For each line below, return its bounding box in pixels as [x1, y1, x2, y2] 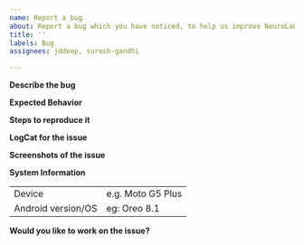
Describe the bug [9, 80, 76, 90]
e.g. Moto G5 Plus [106, 187, 183, 200]
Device [14, 187, 43, 200]
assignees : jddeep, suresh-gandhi [9, 47, 140, 56]
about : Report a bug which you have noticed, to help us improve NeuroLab [9, 22, 298, 31]
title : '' [9, 30, 47, 39]
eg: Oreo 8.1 [106, 203, 160, 215]
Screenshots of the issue [9, 150, 106, 161]
